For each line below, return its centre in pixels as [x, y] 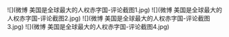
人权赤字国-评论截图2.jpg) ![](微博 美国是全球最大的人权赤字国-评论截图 [109, 18]
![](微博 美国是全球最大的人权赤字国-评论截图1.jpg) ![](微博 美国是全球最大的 [115, 10]
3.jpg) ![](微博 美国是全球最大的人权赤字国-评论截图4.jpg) [88, 27]
